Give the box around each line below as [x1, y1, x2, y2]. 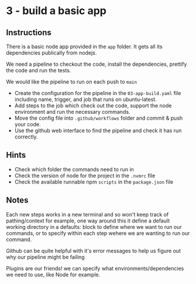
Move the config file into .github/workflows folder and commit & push [14, 114, 183, 121]
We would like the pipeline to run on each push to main [6, 78, 137, 85]
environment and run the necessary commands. [14, 109, 130, 115]
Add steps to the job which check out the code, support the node [14, 102, 172, 109]
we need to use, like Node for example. [6, 271, 101, 278]
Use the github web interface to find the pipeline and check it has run [14, 127, 182, 134]
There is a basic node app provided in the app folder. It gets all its [6, 43, 163, 50]
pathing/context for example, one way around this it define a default [6, 217, 170, 224]
